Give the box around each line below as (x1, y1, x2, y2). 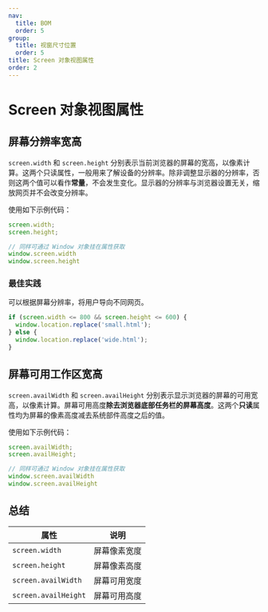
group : (8, 34, 30, 42)
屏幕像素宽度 (93, 545, 142, 556)
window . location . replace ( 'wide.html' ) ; (15, 336, 148, 344)
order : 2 (8, 64, 37, 72)
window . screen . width (8, 250, 77, 258)
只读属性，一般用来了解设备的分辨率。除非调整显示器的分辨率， (42, 167, 253, 177)
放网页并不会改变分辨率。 (8, 187, 93, 197)
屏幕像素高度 (93, 560, 142, 571)
